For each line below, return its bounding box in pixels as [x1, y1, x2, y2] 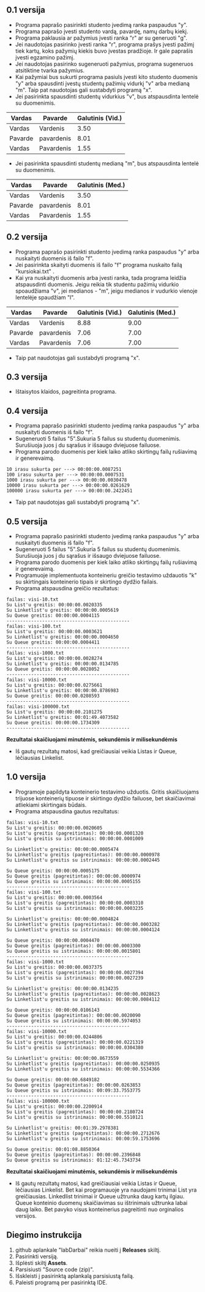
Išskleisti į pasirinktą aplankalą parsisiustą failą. [15, 1272, 135, 1279]
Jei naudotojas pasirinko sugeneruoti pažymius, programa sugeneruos [15, 60, 194, 67]
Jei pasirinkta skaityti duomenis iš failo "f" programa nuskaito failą [15, 261, 182, 268]
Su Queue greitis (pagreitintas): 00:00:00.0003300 [6, 942, 141, 948]
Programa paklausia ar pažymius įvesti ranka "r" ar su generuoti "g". [15, 34, 188, 42]
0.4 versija [6, 405, 48, 416]
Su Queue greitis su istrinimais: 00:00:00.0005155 [6, 878, 141, 884]
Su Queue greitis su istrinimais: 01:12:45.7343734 [6, 1157, 141, 1163]
